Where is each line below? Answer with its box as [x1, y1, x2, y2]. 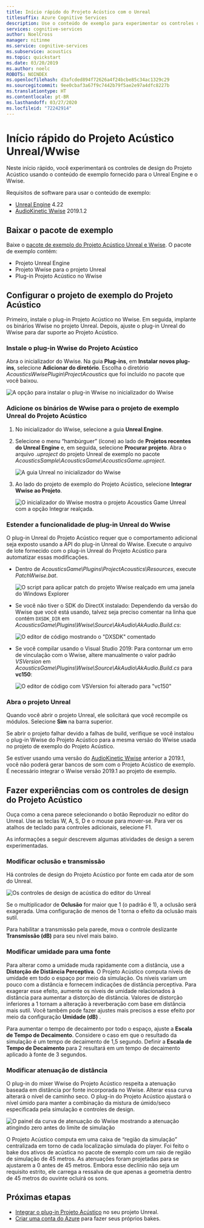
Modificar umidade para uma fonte [6, 947, 111, 956]
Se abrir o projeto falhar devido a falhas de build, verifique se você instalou [6, 730, 194, 737]
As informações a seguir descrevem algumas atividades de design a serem [6, 835, 194, 843]
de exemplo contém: [6, 248, 58, 255]
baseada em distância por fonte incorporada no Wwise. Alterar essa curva [6, 1086, 192, 1093]
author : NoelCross [6, 32, 53, 38]
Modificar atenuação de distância [6, 1066, 108, 1075]
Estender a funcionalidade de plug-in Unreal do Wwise [6, 520, 171, 528]
